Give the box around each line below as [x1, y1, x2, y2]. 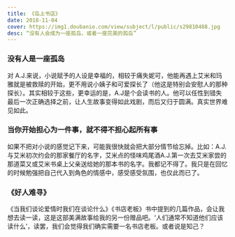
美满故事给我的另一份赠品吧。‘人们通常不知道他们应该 [68, 213, 224, 222]
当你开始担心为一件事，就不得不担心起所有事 [7, 125, 158, 135]
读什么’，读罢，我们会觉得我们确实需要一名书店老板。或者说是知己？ [7, 222, 205, 231]
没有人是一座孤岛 [7, 54, 65, 63]
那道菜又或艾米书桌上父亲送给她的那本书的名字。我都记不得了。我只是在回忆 [7, 160, 228, 168]
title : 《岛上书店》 [7, 10, 61, 17]
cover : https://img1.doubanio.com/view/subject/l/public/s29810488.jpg [7, 23, 220, 30]
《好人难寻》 [7, 188, 51, 197]
